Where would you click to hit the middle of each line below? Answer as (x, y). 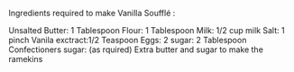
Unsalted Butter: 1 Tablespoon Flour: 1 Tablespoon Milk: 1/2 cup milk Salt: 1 (147, 30)
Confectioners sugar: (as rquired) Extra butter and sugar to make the (136, 49)
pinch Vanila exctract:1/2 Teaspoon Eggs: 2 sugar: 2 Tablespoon (128, 40)
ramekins (26, 59)
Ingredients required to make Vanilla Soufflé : (92, 13)
